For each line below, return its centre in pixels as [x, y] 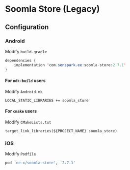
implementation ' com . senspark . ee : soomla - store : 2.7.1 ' [70, 65]
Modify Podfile [21, 154]
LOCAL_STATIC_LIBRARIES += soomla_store [47, 100]
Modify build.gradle [26, 51]
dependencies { [21, 60]
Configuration [27, 27]
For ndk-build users [25, 81]
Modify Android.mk [24, 91]
